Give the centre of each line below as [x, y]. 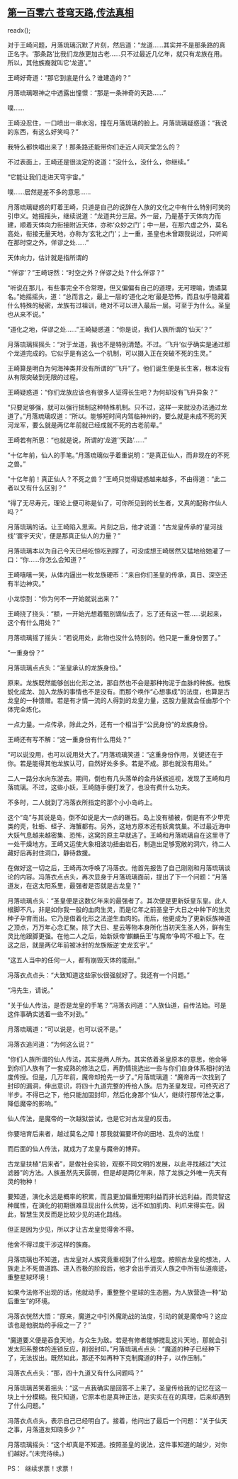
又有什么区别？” [43, 488]
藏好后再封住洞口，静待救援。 [51, 853]
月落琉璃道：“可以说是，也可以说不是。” [64, 1029]
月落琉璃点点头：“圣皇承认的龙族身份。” [64, 668]
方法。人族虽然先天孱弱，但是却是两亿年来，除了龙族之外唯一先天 [125, 1172]
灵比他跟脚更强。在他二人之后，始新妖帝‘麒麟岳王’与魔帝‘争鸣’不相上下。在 [116, 936]
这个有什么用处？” [34, 622]
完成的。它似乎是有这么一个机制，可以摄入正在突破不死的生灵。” [119, 353]
